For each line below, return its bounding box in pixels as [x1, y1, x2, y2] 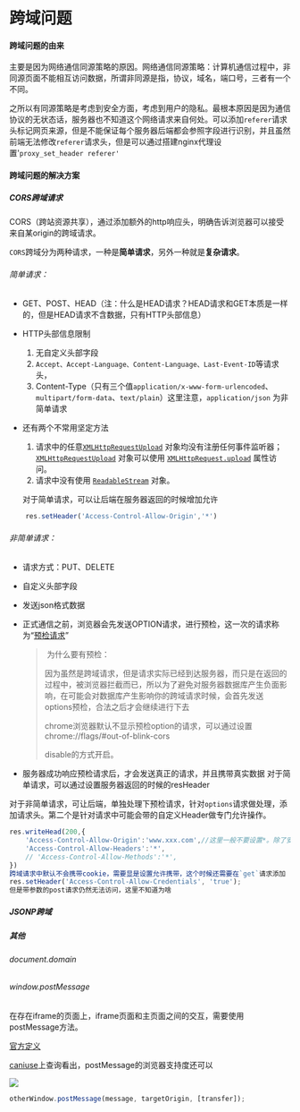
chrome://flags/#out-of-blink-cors [44, 731, 171, 741]
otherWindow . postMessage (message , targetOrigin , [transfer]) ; [9, 1094, 246, 1103]
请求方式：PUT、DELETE [21, 561, 115, 573]
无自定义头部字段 [35, 347, 99, 358]
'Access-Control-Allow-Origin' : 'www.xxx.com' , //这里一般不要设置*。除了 [25, 836, 287, 845]
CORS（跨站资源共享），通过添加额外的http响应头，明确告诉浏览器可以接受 [9, 216, 284, 227]
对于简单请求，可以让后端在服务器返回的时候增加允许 [21, 494, 219, 505]
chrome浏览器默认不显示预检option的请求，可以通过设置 [44, 721, 253, 731]
